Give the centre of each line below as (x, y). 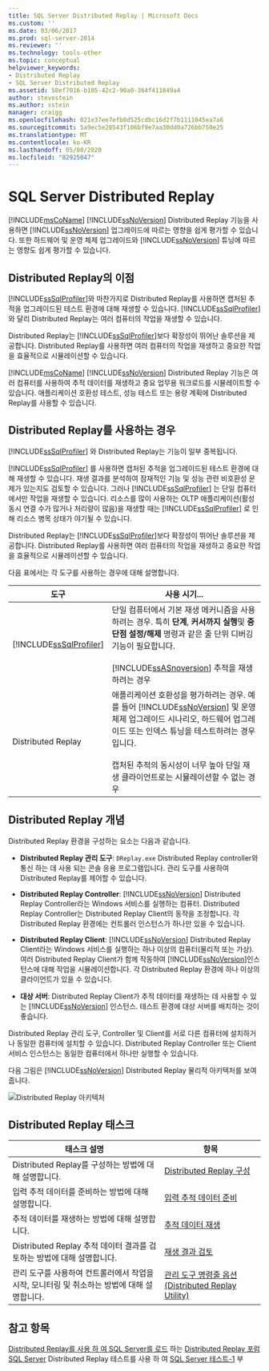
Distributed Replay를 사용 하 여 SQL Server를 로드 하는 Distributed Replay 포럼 (134, 1349)
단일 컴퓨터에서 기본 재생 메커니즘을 (175, 610)
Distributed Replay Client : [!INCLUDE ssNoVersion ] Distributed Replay (135, 939)
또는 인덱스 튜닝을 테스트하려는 (183, 731)
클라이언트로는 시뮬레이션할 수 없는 (184, 776)
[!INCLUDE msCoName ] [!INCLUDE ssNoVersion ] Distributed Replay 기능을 (129, 220)
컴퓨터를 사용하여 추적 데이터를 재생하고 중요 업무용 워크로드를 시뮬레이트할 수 (139, 383)
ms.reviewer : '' (35, 46)
